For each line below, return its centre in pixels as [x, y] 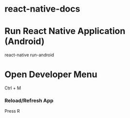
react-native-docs [42, 9]
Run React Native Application [65, 31]
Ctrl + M [13, 88]
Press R [12, 111]
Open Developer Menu [51, 75]
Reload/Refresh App [29, 101]
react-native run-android [29, 55]
